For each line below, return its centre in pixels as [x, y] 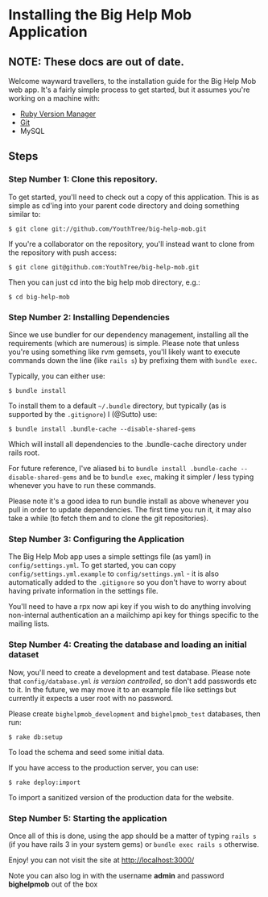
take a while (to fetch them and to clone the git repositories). [109, 518]
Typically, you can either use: [57, 376]
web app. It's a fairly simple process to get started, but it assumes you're [129, 90]
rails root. [24, 453]
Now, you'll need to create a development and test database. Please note [130, 672]
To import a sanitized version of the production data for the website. [121, 797]
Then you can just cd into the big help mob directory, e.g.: [105, 282]
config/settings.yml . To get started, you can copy [93, 565]
